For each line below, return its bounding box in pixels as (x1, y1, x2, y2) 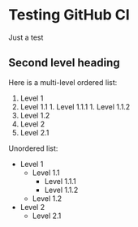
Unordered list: (8, 143, 58, 153)
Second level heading (8, 56, 120, 70)
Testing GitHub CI (8, 6, 130, 24)
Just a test (8, 32, 44, 42)
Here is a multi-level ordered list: (8, 77, 118, 87)
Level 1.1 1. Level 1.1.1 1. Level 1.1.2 (19, 101, 131, 111)
